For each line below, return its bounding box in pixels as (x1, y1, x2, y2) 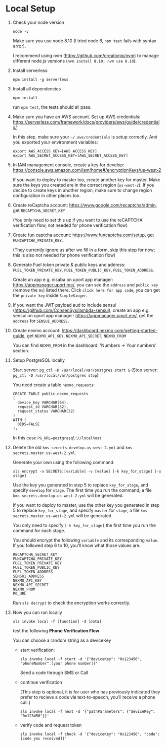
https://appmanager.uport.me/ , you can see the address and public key (12, 281, 159, 288)
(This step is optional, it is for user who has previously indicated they (20, 688, 160, 695)
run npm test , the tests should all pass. (12, 104, 92, 110)
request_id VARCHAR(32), (17, 404, 69, 409)
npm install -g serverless (12, 77, 69, 82)
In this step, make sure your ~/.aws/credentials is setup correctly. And (12, 134, 158, 139)
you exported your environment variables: (12, 139, 98, 145)
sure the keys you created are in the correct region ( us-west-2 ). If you (12, 182, 155, 188)
